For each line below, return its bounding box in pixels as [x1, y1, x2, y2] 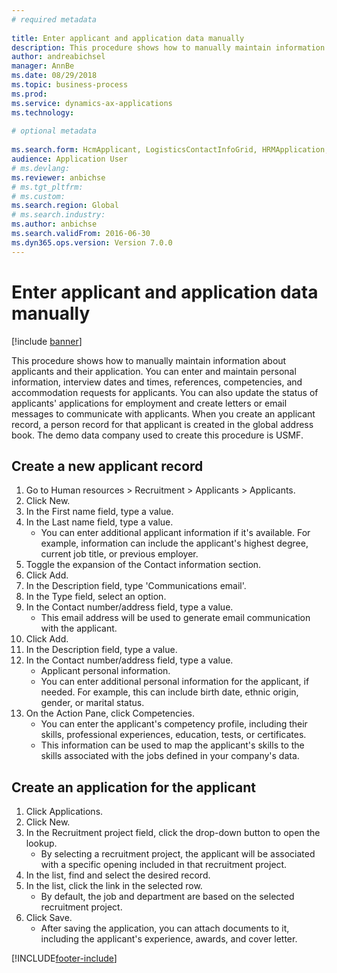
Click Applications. [25, 806, 104, 818]
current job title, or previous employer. [40, 548, 199, 560]
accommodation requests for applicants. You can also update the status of [11, 386, 319, 398]
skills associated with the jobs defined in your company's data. [40, 750, 300, 762]
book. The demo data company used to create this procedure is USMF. [11, 429, 304, 441]
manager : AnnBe [11, 61, 75, 71]
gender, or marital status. [40, 697, 145, 709]
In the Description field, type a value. [25, 644, 178, 656]
